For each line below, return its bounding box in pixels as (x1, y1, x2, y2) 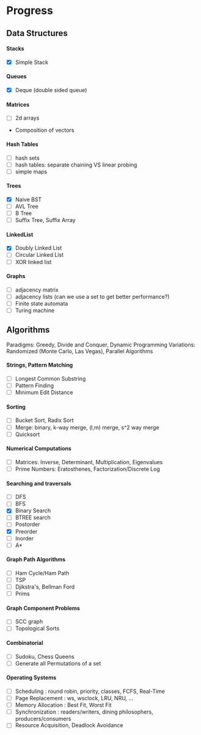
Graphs (6, 273, 26, 280)
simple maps (15, 168, 48, 175)
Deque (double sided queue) (15, 87, 87, 94)
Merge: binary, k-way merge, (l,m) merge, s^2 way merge (15, 423, 160, 431)
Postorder (15, 521, 41, 528)
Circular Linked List (15, 251, 64, 259)
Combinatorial (6, 639, 44, 647)
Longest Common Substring (15, 375, 86, 382)
